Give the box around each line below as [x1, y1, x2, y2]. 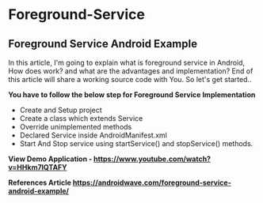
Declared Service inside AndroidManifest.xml [19, 130, 168, 140]
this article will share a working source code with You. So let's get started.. [8, 75, 252, 84]
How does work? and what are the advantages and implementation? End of [8, 66, 253, 76]
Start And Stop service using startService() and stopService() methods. [19, 139, 253, 148]
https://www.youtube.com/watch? [93, 154, 212, 164]
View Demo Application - [8, 154, 93, 164]
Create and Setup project [19, 105, 103, 115]
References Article [8, 178, 71, 187]
